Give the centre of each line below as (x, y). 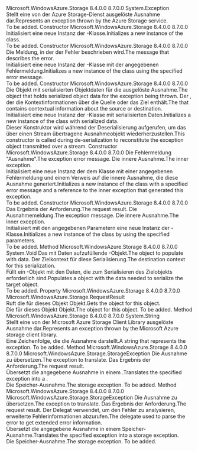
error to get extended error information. (54, 423)
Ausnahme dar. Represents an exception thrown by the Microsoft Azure (92, 328)
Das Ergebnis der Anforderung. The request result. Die (72, 209)
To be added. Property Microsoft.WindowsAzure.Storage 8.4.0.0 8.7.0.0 (93, 291)
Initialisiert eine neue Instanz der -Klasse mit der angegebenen (82, 64)
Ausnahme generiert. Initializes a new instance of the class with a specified (97, 184)
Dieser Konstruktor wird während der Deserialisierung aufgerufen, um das (96, 127)
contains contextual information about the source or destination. (84, 108)
